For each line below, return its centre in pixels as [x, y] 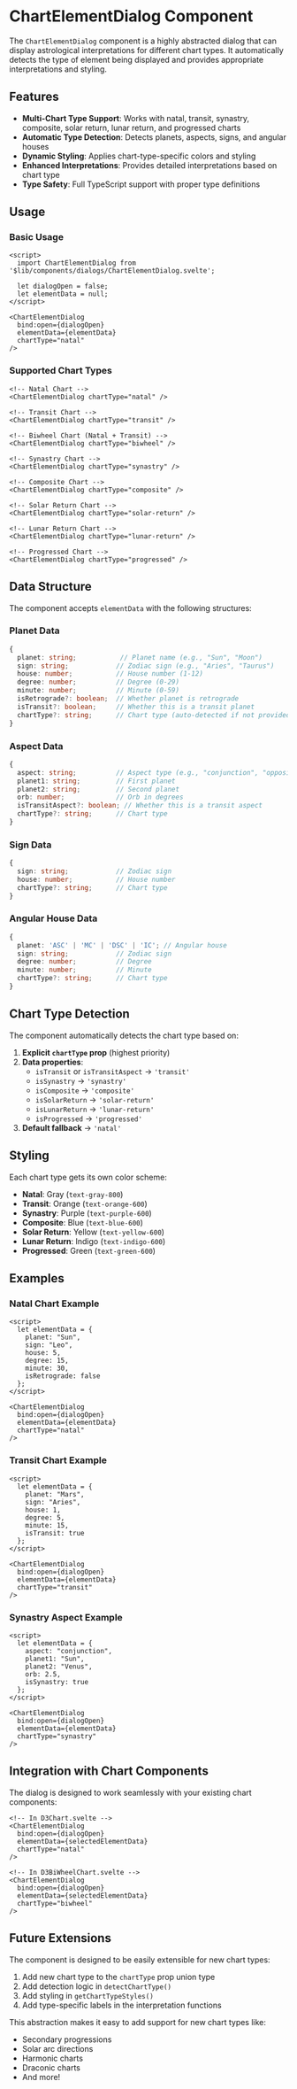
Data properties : [53, 1062]
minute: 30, [47, 1369]
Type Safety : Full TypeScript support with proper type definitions [141, 184]
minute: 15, [47, 1525]
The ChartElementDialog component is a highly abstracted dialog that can [143, 41]
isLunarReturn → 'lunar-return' [95, 1109]
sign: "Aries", [53, 1502]
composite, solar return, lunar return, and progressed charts [131, 128]
